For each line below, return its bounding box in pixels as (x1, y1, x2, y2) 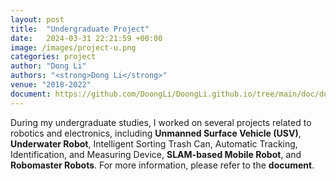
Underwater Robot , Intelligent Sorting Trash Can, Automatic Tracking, (10, 137, 298, 150)
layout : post (10, 14, 65, 25)
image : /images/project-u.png (10, 42, 137, 53)
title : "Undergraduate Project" (10, 24, 150, 34)
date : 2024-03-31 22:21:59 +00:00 (10, 33, 163, 43)
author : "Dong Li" (10, 61, 87, 71)
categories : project (10, 52, 97, 62)
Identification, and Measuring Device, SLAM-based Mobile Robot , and (10, 148, 302, 160)
